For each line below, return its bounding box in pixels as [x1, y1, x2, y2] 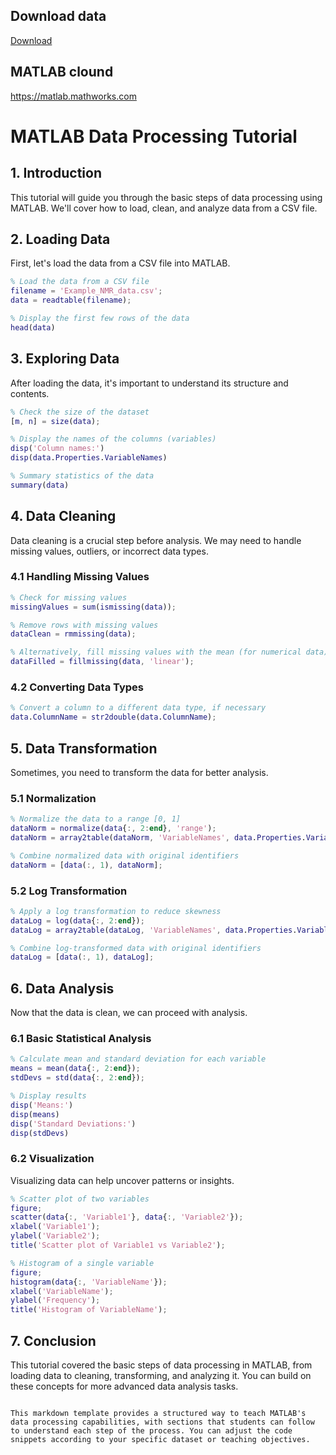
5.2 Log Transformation [10, 884, 128, 898]
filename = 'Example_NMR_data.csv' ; [10, 286, 163, 296]
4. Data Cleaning [10, 508, 117, 525]
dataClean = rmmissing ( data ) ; [10, 629, 137, 639]
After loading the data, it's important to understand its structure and [10, 377, 289, 389]
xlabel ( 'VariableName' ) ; [10, 1286, 114, 1296]
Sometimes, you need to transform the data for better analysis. [10, 766, 269, 778]
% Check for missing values [10, 592, 128, 603]
